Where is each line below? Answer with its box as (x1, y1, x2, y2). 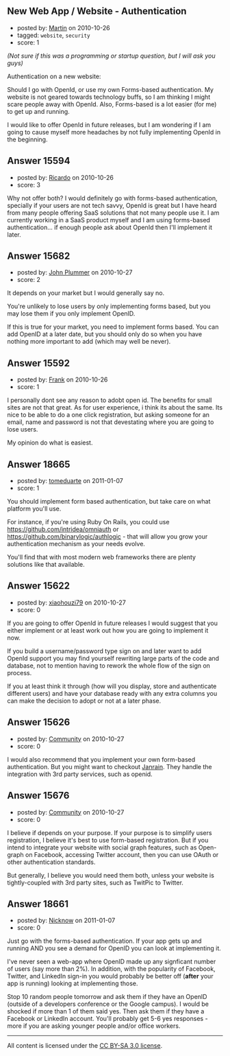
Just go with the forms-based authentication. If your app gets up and (7, 937, 202, 946)
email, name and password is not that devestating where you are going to (7, 418, 214, 426)
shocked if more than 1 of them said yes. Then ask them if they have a (7, 1007, 205, 1016)
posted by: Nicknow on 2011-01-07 (16, 916, 116, 925)
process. (7, 668, 32, 677)
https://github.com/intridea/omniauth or (7, 525, 119, 534)
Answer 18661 (7, 898, 69, 910)
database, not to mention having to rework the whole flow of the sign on (7, 661, 211, 670)
